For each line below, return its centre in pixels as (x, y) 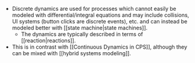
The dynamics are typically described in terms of (82, 34)
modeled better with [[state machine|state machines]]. (80, 28)
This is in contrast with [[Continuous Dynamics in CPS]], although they (100, 47)
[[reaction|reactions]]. (48, 40)
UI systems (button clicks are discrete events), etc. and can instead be (100, 21)
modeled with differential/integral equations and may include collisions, (101, 15)
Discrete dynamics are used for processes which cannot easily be (94, 9)
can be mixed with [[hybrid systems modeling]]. (72, 53)
